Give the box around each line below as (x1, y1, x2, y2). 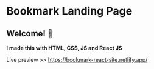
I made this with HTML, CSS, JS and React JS (6, 44, 123, 51)
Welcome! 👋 (6, 28, 53, 39)
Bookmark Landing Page (6, 4, 133, 18)
